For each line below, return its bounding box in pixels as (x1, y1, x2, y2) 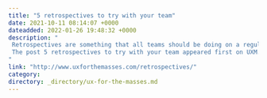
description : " (8, 33, 59, 42)
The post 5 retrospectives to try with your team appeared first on (11, 48, 244, 56)
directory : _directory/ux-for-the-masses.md (8, 77, 158, 85)
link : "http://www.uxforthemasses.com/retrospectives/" (8, 63, 197, 71)
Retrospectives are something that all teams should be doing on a (11, 41, 240, 49)
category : (8, 70, 41, 78)
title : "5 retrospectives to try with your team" (8, 11, 176, 20)
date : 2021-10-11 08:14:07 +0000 (8, 19, 119, 27)
